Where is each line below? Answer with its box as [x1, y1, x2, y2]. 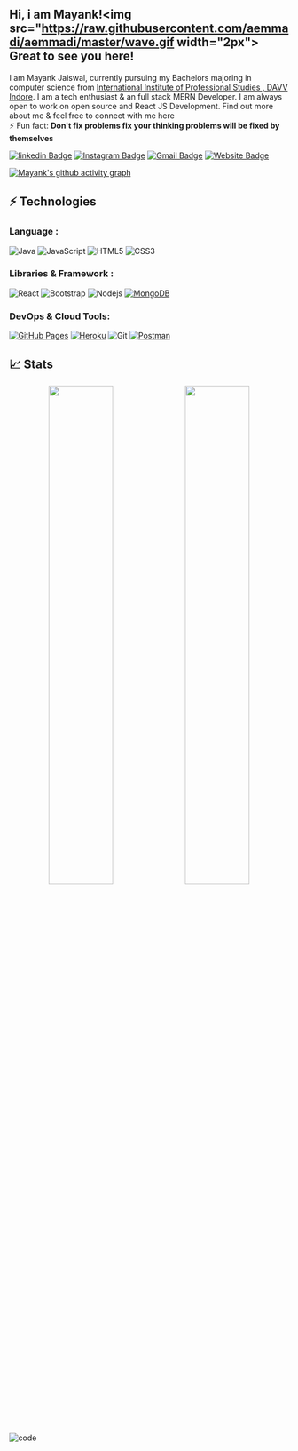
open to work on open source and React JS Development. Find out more [9, 100, 273, 111]
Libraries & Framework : [9, 267, 114, 280]
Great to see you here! [9, 49, 135, 64]
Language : [9, 226, 59, 238]
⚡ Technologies [9, 195, 97, 210]
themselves [9, 132, 54, 143]
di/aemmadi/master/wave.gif [9, 35, 175, 50]
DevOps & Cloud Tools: [9, 310, 111, 323]
